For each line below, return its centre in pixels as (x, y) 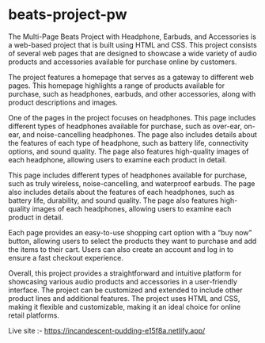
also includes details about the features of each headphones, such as (121, 192)
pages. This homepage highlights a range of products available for (117, 86)
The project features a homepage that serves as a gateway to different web (131, 77)
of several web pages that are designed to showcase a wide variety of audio (132, 53)
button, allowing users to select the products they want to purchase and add (132, 241)
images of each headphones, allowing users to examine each (132, 208)
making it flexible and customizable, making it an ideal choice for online (125, 307)
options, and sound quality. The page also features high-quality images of (129, 151)
